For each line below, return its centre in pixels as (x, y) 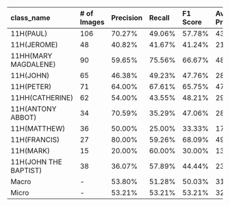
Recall (159, 18)
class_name (30, 18)
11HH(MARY (31, 56)
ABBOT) (24, 117)
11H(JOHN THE (37, 162)
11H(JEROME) (34, 45)
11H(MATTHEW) (38, 128)
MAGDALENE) (33, 64)
